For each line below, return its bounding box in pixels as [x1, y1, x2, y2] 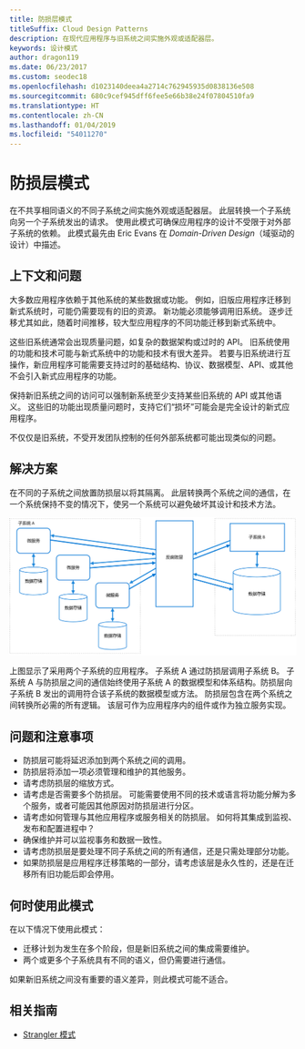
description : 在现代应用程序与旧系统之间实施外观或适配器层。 [9, 34, 219, 43]
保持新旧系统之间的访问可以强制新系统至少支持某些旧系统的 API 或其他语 [9, 390, 282, 401]
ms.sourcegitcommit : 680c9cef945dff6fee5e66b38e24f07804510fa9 [9, 91, 255, 100]
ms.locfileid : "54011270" [9, 130, 107, 139]
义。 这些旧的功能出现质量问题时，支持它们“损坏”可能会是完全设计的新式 [9, 401, 282, 412]
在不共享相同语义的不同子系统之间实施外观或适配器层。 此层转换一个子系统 [9, 205, 291, 216]
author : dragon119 [9, 53, 79, 63]
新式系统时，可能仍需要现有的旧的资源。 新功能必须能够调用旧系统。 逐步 [9, 305, 285, 316]
